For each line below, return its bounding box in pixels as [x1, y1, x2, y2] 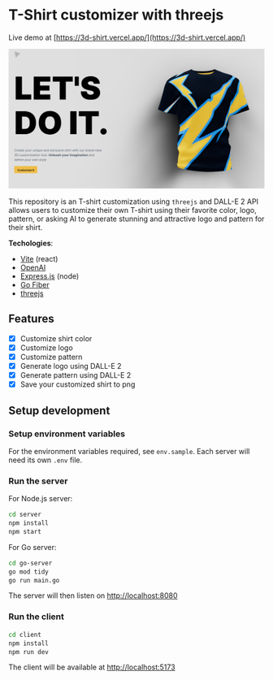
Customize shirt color [19, 333, 93, 343]
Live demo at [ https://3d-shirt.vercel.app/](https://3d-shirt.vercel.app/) [8, 32, 246, 42]
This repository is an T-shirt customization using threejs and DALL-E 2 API [8, 197, 258, 206]
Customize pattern [19, 352, 83, 362]
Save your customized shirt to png [19, 379, 136, 389]
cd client [8, 630, 42, 639]
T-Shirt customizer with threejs [8, 6, 224, 24]
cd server [8, 510, 42, 519]
